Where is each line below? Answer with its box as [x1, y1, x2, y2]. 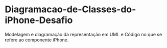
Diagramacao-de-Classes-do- [5, 4, 136, 15]
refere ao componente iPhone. [5, 37, 69, 43]
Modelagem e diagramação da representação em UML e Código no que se [5, 31, 162, 37]
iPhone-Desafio [5, 14, 73, 26]
